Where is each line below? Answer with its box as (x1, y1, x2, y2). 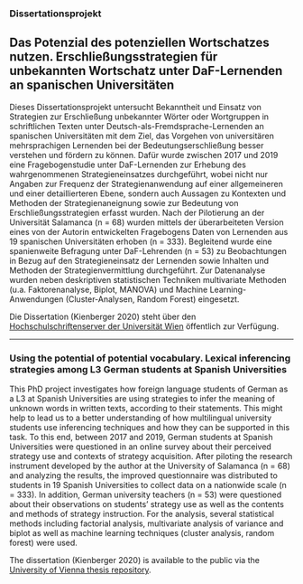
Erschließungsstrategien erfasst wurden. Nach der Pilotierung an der (9, 207, 265, 218)
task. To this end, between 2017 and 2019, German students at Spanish (9, 432, 273, 443)
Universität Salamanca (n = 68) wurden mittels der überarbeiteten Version (9, 216, 284, 228)
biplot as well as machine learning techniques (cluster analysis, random (9, 528, 275, 539)
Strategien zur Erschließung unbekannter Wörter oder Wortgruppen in (9, 111, 269, 122)
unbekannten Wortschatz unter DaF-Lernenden (9, 63, 283, 79)
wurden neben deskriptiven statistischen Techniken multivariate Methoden (9, 274, 287, 285)
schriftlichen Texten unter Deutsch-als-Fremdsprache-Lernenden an (9, 120, 264, 131)
